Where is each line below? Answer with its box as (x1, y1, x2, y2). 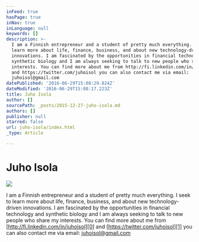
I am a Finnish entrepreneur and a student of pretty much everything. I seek (6, 191, 191, 199)
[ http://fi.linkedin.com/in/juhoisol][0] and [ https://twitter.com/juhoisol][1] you (6, 223, 192, 230)
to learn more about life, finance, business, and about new (6, 198, 148, 205)
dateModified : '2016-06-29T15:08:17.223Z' (6, 86, 113, 92)
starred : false (6, 119, 44, 125)
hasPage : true (6, 14, 41, 20)
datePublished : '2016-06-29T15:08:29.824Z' (6, 81, 115, 87)
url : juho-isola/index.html (6, 125, 76, 130)
